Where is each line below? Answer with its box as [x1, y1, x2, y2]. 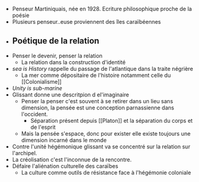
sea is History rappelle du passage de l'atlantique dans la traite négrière [12, 65, 194, 72]
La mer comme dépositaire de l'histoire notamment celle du [21, 71, 171, 79]
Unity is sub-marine [12, 84, 62, 92]
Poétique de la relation [12, 36, 99, 46]
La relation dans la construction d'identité [21, 58, 126, 66]
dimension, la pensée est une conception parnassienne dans [21, 104, 175, 111]
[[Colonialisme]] [21, 78, 62, 85]
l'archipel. [12, 149, 38, 156]
